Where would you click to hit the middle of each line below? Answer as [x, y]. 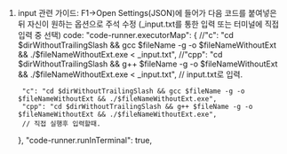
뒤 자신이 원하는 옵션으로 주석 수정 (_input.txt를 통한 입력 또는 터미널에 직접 [148, 24]
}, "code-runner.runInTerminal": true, [85, 140]
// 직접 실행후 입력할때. [61, 124]
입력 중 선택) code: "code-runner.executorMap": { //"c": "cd [125, 35]
